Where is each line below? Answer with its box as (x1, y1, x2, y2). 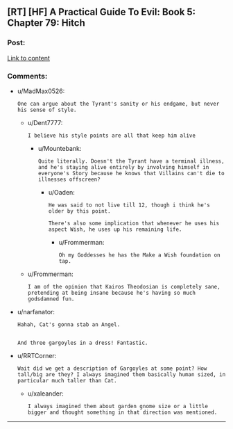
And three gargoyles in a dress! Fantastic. (17, 339, 148, 346)
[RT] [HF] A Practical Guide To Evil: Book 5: (7, 6, 196, 18)
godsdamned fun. (27, 296, 75, 302)
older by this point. (48, 207, 111, 215)
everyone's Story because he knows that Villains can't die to (37, 170, 225, 177)
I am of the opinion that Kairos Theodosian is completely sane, (27, 283, 221, 290)
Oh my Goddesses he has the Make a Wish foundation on (58, 251, 221, 259)
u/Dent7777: (27, 118, 63, 127)
